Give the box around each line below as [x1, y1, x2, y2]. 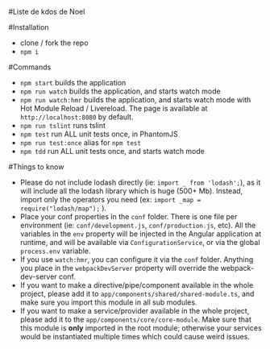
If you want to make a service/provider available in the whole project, [19, 306, 250, 315]
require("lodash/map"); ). [19, 203, 107, 213]
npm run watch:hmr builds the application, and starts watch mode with [19, 95, 251, 104]
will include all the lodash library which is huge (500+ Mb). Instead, [19, 186, 243, 196]
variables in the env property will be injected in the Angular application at [19, 229, 262, 239]
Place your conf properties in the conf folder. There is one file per [19, 212, 238, 221]
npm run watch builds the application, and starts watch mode [19, 86, 221, 96]
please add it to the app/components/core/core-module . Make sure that [19, 314, 251, 324]
